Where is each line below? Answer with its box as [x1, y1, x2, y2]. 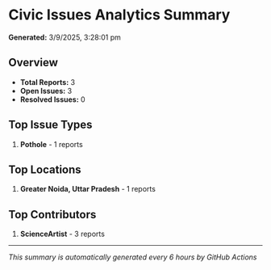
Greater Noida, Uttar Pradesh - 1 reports [19, 184, 156, 194]
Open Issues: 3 [19, 86, 73, 95]
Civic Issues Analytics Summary [8, 6, 231, 24]
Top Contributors [8, 208, 97, 221]
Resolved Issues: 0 [19, 95, 86, 104]
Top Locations [8, 162, 82, 176]
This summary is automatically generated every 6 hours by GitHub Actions [8, 252, 257, 262]
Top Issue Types [8, 118, 93, 132]
